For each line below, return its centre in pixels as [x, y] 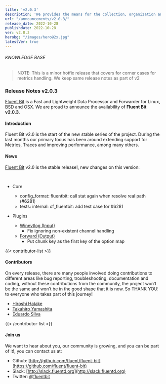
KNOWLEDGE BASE [25, 58]
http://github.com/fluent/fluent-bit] [65, 361]
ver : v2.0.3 [17, 33]
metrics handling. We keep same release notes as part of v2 [78, 78]
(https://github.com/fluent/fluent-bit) [50, 366]
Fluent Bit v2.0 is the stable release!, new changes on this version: [72, 167]
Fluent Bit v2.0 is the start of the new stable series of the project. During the [82, 134]
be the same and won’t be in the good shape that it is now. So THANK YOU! [82, 289]
